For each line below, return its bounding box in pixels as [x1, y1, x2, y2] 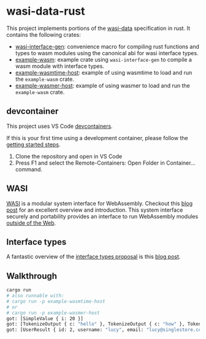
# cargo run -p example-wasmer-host [6, 310, 100, 316]
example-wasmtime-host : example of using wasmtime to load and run [15, 69, 193, 76]
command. [15, 165, 43, 173]
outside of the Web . [6, 219, 56, 226]
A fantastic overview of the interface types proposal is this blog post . [6, 253, 181, 261]
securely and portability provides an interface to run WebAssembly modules [6, 212, 199, 220]
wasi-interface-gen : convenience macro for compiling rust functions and [15, 43, 199, 50]
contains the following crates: [6, 31, 82, 38]
